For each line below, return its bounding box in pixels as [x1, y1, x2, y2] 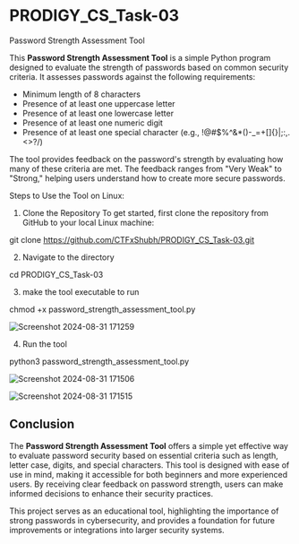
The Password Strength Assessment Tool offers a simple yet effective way [9, 440, 289, 451]
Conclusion [9, 417, 75, 432]
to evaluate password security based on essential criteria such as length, [9, 450, 279, 461]
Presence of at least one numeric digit [21, 117, 164, 128]
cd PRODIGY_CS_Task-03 [9, 269, 104, 280]
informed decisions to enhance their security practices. [9, 488, 214, 498]
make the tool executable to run [21, 286, 140, 297]
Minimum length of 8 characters [21, 89, 141, 99]
